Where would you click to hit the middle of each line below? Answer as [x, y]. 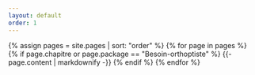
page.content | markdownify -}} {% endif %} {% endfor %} [104, 62]
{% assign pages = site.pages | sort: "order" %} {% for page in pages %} [127, 45]
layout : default [35, 15]
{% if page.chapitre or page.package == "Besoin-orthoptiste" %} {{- [120, 54]
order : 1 [23, 23]
